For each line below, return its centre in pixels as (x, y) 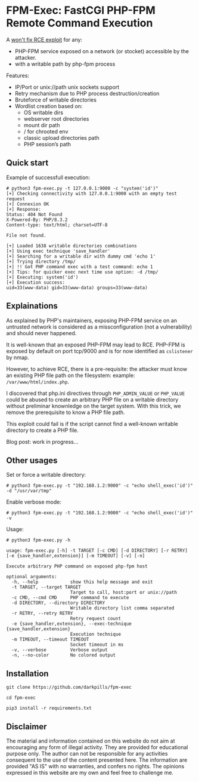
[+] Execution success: (36, 282)
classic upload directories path (61, 137)
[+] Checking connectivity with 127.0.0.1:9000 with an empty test (92, 194)
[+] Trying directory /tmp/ (41, 261)
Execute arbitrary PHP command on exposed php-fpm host (77, 566)
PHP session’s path (47, 144)
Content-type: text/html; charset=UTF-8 (57, 225)
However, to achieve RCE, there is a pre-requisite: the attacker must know (97, 369)
